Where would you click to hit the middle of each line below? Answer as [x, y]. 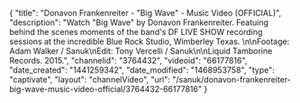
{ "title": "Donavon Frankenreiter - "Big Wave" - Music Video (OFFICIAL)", [145, 13]
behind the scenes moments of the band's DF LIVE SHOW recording [136, 32]
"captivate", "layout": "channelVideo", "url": [90, 79]
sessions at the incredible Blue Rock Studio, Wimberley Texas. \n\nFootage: [150, 41]
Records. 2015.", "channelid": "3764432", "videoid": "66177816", [128, 60]
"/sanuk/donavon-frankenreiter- [232, 79]
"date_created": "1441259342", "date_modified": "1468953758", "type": [142, 70]
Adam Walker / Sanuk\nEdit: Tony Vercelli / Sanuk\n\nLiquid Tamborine [141, 51]
